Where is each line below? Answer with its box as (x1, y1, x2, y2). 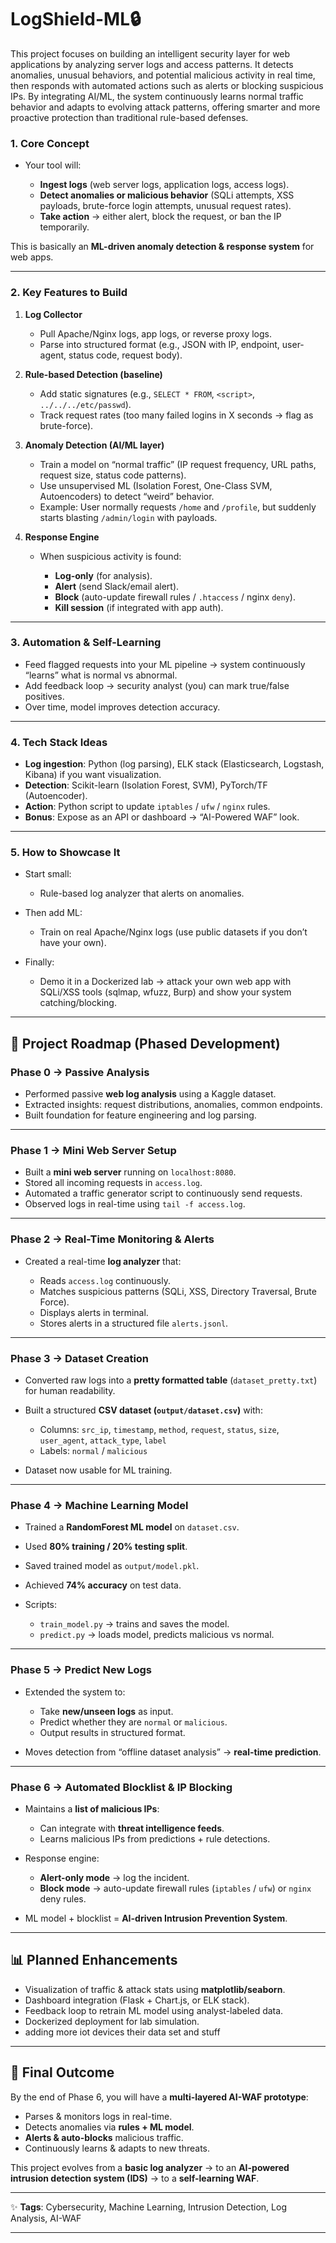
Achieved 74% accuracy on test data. (24, 1579, 182, 1591)
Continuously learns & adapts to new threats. (24, 2142, 211, 2154)
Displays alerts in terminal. (39, 1306, 149, 1318)
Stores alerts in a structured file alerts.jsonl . (39, 1317, 229, 1329)
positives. (24, 690, 65, 702)
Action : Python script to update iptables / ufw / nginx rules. (24, 801, 271, 813)
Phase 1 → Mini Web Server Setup (10, 1144, 177, 1158)
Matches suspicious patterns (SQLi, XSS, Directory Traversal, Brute (39, 1285, 317, 1297)
